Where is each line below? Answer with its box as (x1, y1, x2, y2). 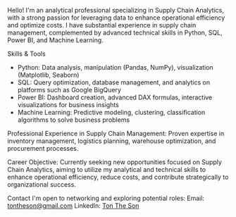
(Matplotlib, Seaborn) (17, 70, 80, 79)
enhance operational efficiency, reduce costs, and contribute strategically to (7, 173, 229, 181)
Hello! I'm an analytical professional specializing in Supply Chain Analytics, (7, 6, 224, 14)
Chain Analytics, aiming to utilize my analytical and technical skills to (7, 166, 206, 173)
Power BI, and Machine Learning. (7, 36, 104, 44)
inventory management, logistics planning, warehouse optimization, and (7, 137, 216, 145)
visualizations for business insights (17, 101, 120, 108)
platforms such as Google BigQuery (17, 86, 122, 94)
